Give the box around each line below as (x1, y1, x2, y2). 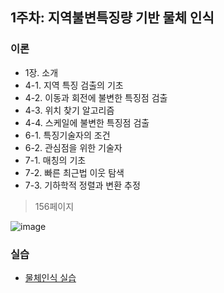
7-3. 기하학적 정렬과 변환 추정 (24, 179, 141, 191)
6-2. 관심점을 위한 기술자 (24, 141, 123, 153)
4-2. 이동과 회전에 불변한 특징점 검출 (24, 91, 168, 103)
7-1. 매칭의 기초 (24, 154, 87, 166)
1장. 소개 (24, 66, 59, 78)
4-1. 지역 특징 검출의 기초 (24, 79, 124, 91)
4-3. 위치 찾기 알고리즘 (24, 104, 115, 116)
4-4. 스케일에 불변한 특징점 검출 (24, 116, 150, 128)
